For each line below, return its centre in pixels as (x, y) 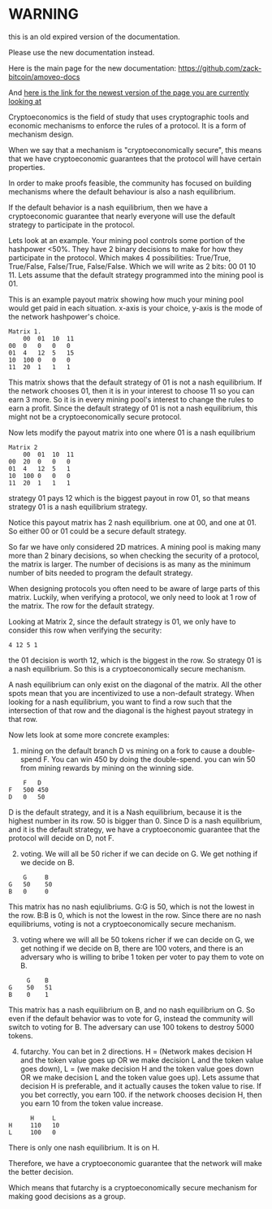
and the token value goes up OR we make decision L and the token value (142, 1060)
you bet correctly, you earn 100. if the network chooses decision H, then (141, 1094)
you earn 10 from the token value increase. (92, 1103)
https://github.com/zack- (220, 68)
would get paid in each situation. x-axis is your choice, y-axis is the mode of (136, 308)
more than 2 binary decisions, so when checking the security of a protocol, (134, 555)
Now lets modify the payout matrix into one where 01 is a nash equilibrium (132, 433)
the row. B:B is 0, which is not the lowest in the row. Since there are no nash (135, 915)
